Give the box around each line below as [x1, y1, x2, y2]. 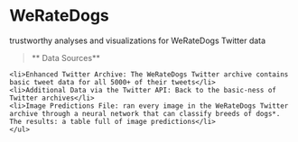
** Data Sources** [31, 52, 101, 63]
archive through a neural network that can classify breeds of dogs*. [9, 109, 281, 118]
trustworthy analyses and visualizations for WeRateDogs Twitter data [9, 35, 266, 46]
